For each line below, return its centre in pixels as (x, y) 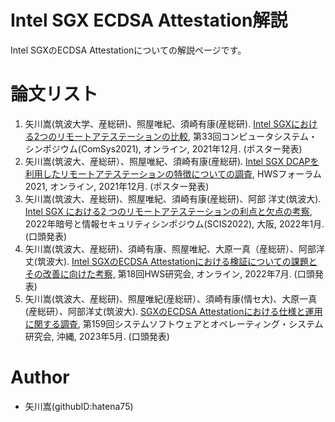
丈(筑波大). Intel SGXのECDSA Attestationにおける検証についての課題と (171, 261)
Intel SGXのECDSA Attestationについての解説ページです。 (128, 50)
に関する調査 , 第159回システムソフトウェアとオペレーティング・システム (174, 323)
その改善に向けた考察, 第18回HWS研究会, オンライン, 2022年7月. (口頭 (169, 273)
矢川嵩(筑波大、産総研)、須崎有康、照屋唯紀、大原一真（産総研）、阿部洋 (175, 248)
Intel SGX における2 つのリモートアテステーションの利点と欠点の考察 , (168, 211)
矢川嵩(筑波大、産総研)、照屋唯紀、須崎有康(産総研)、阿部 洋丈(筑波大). (173, 198)
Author (40, 377)
